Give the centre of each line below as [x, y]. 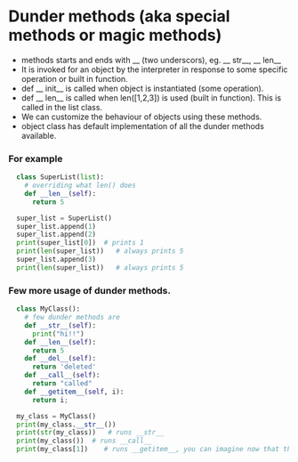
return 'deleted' [64, 367]
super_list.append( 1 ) [56, 226]
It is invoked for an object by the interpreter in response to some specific [154, 69]
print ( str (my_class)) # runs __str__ [90, 433]
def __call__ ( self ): [62, 376]
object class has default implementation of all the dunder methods [142, 126]
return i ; [50, 400]
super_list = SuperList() [64, 218]
